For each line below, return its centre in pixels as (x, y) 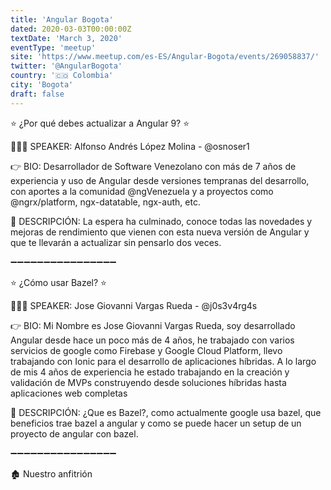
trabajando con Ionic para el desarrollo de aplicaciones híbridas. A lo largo (163, 361)
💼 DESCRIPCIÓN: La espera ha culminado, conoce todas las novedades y (161, 221)
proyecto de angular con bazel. (74, 433)
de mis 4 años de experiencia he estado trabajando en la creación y (150, 372)
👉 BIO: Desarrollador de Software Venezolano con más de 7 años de (153, 166)
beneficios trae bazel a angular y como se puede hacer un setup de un (156, 423)
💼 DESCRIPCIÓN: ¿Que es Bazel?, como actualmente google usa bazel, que (166, 412)
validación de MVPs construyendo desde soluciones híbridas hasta (148, 382)
